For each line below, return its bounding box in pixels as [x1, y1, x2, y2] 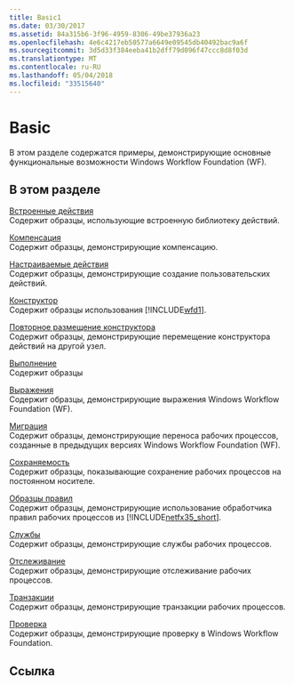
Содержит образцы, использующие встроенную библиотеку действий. [9, 215, 280, 226]
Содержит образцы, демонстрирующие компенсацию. [9, 242, 219, 253]
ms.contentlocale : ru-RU [9, 63, 101, 72]
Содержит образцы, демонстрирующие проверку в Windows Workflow [9, 628, 279, 639]
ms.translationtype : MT [9, 54, 98, 63]
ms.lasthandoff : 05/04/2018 [9, 71, 114, 80]
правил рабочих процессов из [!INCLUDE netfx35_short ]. [9, 512, 222, 523]
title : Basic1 [9, 12, 62, 22]
